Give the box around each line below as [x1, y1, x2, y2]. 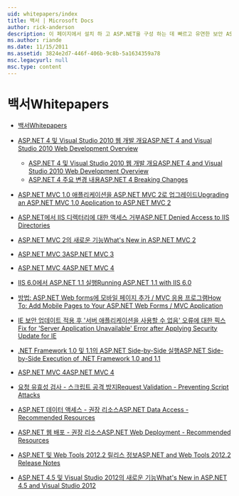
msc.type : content [7, 63, 62, 70]
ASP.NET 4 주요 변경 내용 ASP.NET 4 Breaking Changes [28, 175, 188, 183]
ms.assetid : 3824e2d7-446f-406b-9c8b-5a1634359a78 [7, 50, 161, 58]
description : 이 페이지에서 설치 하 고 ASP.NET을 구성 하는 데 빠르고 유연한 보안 [7, 30, 223, 38]
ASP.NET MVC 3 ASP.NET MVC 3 [17, 249, 115, 258]
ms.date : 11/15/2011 [7, 43, 69, 50]
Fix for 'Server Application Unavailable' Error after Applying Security [17, 324, 218, 333]
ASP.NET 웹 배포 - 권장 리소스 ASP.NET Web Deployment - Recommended [17, 428, 231, 436]
